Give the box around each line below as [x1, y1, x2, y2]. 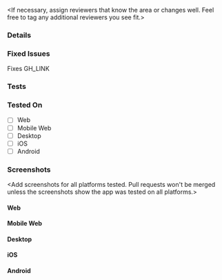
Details [7, 30, 32, 40]
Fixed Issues [7, 48, 50, 58]
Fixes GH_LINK [7, 65, 50, 73]
